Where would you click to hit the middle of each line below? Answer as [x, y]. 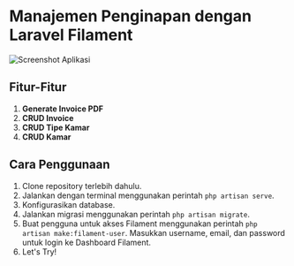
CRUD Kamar [46, 137]
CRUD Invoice [48, 118]
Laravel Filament [71, 35]
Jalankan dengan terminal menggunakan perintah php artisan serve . [148, 195]
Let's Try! [39, 251]
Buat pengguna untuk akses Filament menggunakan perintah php [139, 224]
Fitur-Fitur [38, 87]
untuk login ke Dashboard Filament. [87, 242]
